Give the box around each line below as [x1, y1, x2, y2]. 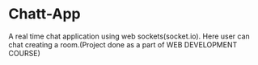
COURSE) [8, 48, 40, 58]
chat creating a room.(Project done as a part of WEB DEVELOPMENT [8, 39, 238, 49]
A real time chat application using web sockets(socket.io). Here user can [8, 31, 251, 41]
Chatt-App [8, 5, 81, 23]
